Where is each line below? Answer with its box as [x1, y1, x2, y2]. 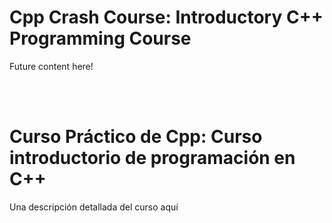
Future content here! [9, 60, 94, 72]
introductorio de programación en [9, 147, 296, 170]
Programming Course [9, 27, 192, 50]
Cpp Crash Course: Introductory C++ [9, 6, 324, 29]
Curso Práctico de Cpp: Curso [9, 126, 263, 148]
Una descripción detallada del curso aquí [9, 201, 179, 213]
